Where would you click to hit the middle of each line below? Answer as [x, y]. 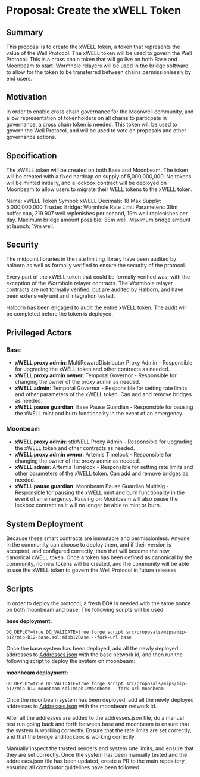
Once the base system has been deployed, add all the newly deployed [92, 649]
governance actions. [31, 137]
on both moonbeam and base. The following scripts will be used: [85, 610]
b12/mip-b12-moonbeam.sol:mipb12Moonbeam [58, 689]
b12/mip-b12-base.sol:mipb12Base [48, 637]
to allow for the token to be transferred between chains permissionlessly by [99, 72]
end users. [19, 78]
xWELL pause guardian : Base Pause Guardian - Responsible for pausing [104, 407]
